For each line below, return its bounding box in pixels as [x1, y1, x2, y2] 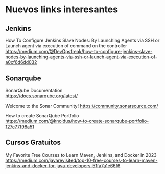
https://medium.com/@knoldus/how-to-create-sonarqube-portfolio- [5, 118, 149, 124]
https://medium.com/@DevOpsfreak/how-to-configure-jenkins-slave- [5, 48, 153, 54]
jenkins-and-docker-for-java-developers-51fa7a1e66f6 [5, 162, 121, 169]
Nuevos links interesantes [5, 4, 119, 15]
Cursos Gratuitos [5, 138, 61, 147]
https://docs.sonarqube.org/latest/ [5, 93, 78, 99]
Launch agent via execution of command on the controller [5, 43, 127, 49]
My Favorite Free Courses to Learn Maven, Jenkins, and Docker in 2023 [5, 152, 157, 158]
